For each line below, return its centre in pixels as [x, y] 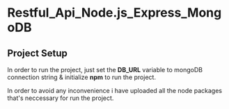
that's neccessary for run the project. [61, 98]
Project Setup [38, 53]
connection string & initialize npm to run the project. [82, 77]
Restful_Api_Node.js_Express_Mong [114, 13]
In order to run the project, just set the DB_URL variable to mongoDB [105, 70]
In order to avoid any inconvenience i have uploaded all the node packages [115, 91]
